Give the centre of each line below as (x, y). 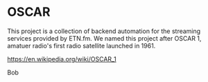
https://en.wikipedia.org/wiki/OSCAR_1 (62, 59)
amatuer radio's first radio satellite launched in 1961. (81, 45)
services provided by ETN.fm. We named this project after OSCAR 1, (104, 38)
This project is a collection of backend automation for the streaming (104, 31)
